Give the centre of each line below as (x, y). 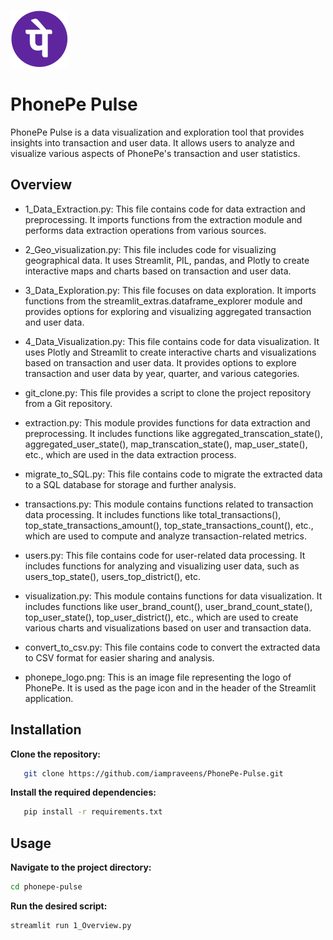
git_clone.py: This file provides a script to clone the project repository (168, 392)
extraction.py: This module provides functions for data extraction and (167, 422)
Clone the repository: (55, 754)
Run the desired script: (59, 906)
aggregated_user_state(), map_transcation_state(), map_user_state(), (166, 444)
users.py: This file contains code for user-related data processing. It (165, 555)
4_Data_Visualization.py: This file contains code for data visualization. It (172, 341)
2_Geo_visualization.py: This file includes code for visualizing (150, 249)
